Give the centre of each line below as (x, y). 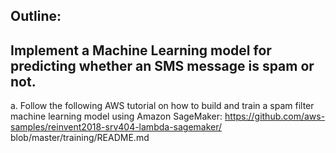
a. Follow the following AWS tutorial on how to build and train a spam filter (162, 106)
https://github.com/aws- (275, 116)
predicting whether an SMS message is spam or (162, 65)
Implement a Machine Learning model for (141, 50)
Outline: (36, 16)
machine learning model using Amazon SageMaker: (116, 116)
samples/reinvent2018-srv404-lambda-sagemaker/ (116, 127)
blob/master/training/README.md (80, 138)
